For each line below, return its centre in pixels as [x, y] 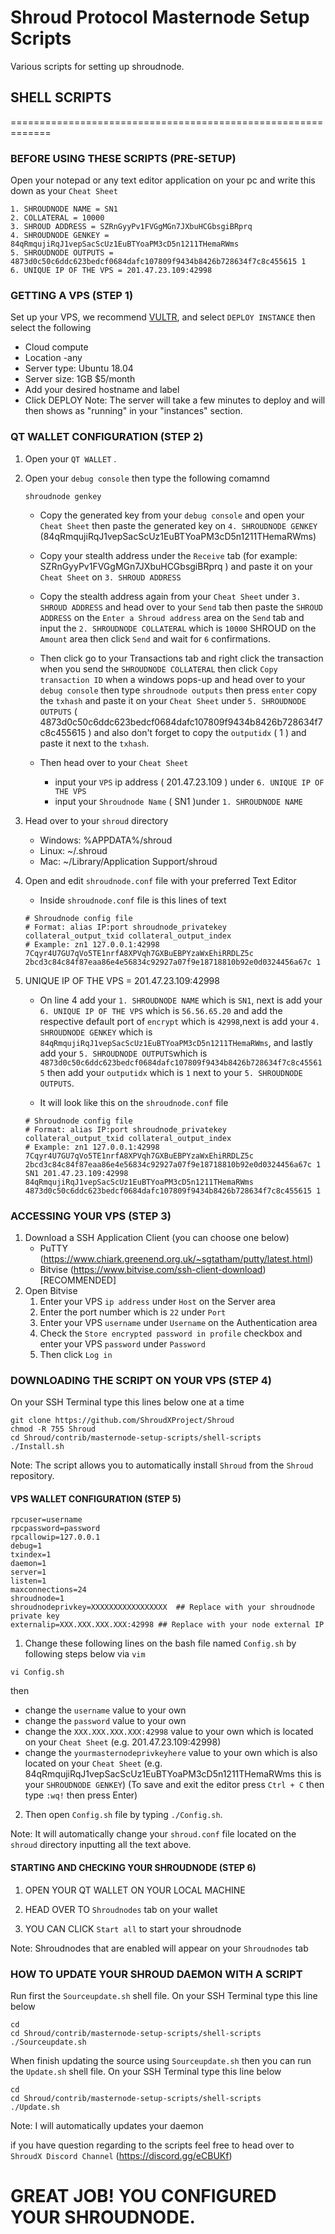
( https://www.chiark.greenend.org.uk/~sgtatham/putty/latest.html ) [176, 1258]
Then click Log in [76, 1354]
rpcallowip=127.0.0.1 [55, 1537]
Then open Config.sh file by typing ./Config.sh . [123, 1815]
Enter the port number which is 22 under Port [133, 1312]
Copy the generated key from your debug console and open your [172, 515]
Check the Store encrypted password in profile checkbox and [171, 1333]
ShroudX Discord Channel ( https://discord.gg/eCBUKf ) [121, 2155]
